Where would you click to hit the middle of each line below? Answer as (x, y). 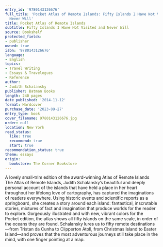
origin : (13, 159)
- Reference (17, 77)
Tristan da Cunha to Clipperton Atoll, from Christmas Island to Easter (88, 229)
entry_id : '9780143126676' (32, 9)
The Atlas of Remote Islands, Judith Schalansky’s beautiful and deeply (75, 183)
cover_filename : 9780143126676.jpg (41, 118)
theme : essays (19, 154)
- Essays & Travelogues (29, 73)
